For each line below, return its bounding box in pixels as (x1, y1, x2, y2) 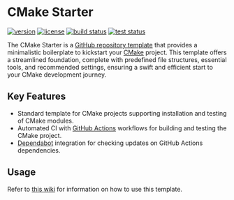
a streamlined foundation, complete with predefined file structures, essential (7, 55, 227, 63)
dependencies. (17, 146, 61, 154)
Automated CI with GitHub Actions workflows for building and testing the (17, 123, 227, 132)
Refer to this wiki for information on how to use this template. (7, 185, 183, 193)
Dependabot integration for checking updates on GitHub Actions (17, 139, 203, 147)
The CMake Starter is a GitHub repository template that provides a (7, 40, 198, 49)
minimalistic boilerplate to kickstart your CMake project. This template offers (7, 48, 227, 56)
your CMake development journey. (7, 70, 107, 79)
